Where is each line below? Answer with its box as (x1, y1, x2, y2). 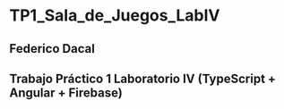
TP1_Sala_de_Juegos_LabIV (9, 5, 220, 26)
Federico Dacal (9, 41, 96, 56)
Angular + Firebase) (9, 85, 123, 100)
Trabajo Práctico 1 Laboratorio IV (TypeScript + (9, 71, 276, 86)
